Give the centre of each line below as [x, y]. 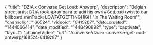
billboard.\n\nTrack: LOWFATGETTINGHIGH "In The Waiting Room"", [73, 17]
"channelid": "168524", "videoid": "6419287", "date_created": [66, 22]
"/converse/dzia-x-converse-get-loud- [107, 32]
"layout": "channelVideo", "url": [36, 32]
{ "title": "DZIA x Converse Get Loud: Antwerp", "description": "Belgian [76, 7]
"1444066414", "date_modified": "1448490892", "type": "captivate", [73, 27]
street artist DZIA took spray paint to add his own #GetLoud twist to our [76, 12]
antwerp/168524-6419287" [32, 37]
